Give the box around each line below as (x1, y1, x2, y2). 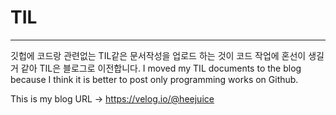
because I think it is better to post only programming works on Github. (10, 73, 299, 85)
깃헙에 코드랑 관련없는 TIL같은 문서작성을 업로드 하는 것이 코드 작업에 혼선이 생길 (10, 49, 325, 61)
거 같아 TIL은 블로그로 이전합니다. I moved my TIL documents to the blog (10, 62, 302, 74)
